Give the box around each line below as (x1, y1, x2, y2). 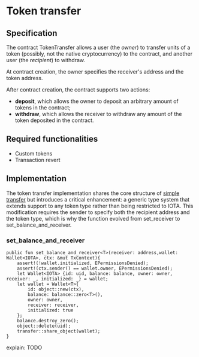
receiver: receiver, (28, 302, 79, 308)
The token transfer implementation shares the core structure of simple (6, 190, 180, 197)
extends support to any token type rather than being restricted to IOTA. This (6, 202, 194, 209)
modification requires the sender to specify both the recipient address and (6, 208, 190, 216)
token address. (6, 75, 43, 81)
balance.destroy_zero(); (17, 318, 79, 324)
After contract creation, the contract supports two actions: (6, 86, 150, 93)
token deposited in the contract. (14, 117, 94, 124)
